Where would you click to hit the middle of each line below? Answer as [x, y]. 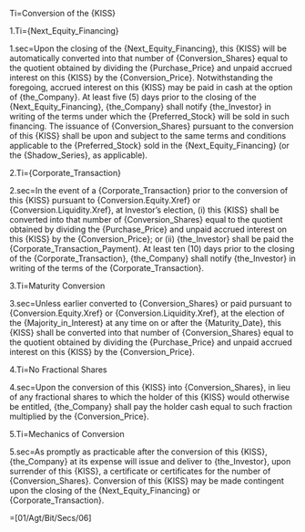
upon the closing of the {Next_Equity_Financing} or [105, 490]
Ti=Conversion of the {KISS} [63, 13]
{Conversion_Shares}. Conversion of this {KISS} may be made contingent [147, 481]
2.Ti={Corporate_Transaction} [65, 173]
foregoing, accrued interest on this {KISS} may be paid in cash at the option [151, 87]
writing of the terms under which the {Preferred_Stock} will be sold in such [149, 116]
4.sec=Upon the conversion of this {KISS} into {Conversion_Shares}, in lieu [150, 387]
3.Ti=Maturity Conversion [57, 286]
